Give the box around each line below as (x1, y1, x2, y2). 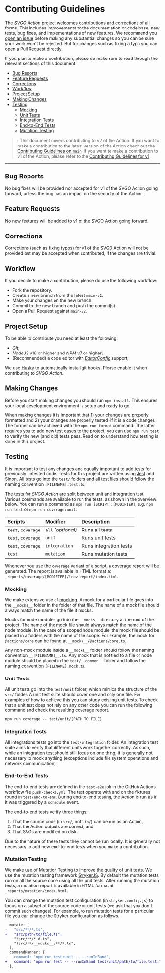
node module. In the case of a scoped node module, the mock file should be (5, 627, 160, 633)
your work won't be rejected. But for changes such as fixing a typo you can (5, 40, 158, 46)
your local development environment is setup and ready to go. (5, 402, 131, 409)
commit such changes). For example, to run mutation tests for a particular (5, 908, 154, 914)
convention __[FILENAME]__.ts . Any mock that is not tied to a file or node (5, 652, 152, 658)
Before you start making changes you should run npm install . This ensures (5, 397, 158, 403)
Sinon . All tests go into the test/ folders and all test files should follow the (5, 476, 155, 482)
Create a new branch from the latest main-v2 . (12, 293, 104, 298)
